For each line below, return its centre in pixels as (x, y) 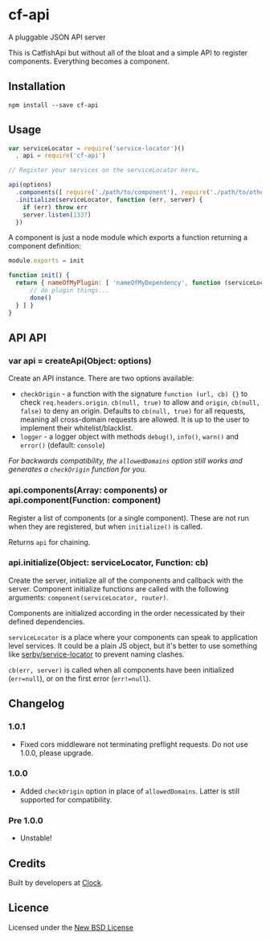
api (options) (30, 185)
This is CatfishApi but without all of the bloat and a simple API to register (128, 52)
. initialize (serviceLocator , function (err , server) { (109, 200)
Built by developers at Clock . (56, 882)
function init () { (39, 275)
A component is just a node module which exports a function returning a (128, 237)
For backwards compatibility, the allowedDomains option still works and (125, 461)
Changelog (37, 704)
